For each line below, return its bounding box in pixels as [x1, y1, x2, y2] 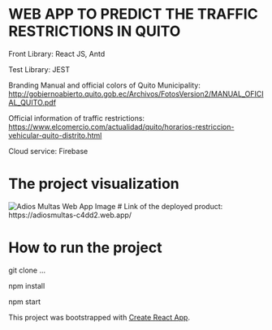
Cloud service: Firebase [8, 146, 89, 156]
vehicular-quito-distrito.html [8, 131, 102, 140]
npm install [8, 281, 45, 290]
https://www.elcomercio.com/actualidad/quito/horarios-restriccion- [8, 122, 235, 131]
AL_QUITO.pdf [8, 97, 57, 107]
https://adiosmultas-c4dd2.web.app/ [8, 210, 132, 220]
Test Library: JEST [8, 64, 71, 74]
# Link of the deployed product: [117, 201, 223, 211]
